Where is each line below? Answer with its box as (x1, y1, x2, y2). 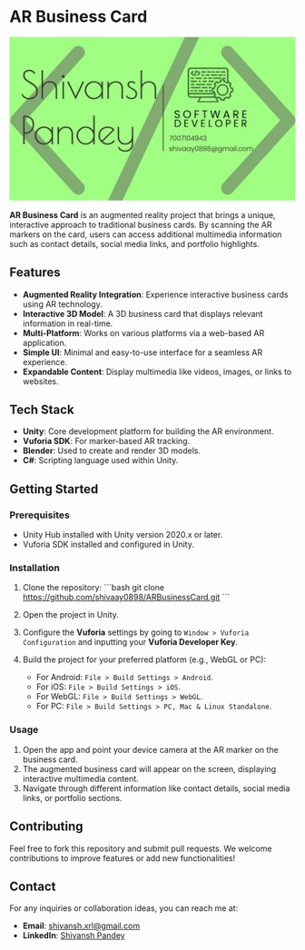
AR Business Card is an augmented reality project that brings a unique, (9, 209, 276, 220)
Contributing (9, 819, 84, 835)
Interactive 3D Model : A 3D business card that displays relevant (22, 308, 263, 319)
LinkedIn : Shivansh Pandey (22, 930, 125, 941)
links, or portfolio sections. (22, 792, 123, 803)
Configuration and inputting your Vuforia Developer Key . (22, 637, 239, 648)
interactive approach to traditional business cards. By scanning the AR (9, 219, 272, 230)
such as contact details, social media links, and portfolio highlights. (9, 238, 261, 249)
